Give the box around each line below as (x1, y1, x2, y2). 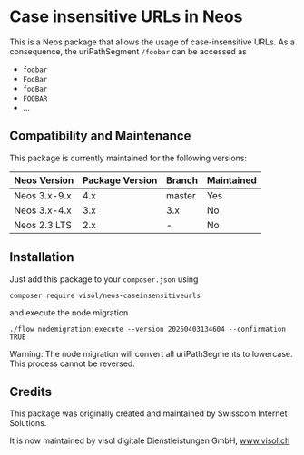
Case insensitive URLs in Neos (9, 6, 243, 27)
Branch (166, 174, 198, 187)
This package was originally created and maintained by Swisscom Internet (9, 408, 288, 419)
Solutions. (9, 418, 47, 429)
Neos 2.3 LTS (14, 218, 73, 231)
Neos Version (14, 174, 74, 187)
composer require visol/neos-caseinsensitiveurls (9, 291, 201, 300)
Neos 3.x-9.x (14, 189, 72, 201)
